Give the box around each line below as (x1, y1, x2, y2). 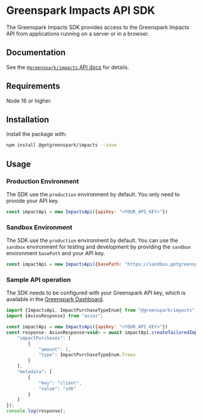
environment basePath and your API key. (6, 250, 105, 257)
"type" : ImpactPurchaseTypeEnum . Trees (38, 352, 136, 358)
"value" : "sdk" (38, 386, 77, 392)
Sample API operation (6, 275, 71, 284)
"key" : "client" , (38, 380, 82, 386)
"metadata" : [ (17, 369, 52, 375)
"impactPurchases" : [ (17, 335, 71, 341)
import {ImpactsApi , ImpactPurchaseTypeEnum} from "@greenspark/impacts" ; (6, 307, 198, 314)
